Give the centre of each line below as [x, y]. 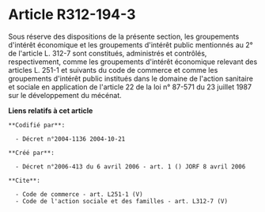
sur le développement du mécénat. [65, 95]
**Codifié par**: [37, 125]
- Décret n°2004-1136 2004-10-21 [70, 139]
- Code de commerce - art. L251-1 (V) [79, 194]
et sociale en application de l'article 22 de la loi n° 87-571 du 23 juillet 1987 [130, 87]
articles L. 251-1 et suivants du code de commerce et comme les [113, 70]
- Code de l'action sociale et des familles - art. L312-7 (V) [121, 201]
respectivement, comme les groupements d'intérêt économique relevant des [133, 62]
